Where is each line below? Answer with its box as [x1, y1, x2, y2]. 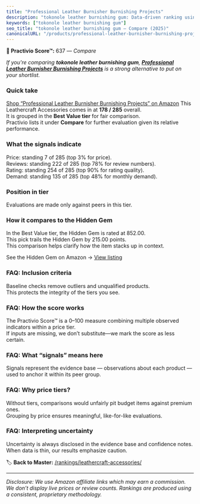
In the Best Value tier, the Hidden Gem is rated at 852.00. [6, 230, 146, 237]
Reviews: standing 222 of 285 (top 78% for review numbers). [6, 160, 156, 167]
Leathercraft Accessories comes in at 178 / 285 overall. [6, 106, 142, 113]
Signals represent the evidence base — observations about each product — [6, 364, 192, 372]
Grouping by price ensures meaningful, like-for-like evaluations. [6, 412, 162, 419]
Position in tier [6, 187, 49, 196]
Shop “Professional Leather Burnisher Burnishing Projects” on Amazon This [6, 100, 192, 107]
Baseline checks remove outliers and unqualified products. [6, 282, 150, 289]
